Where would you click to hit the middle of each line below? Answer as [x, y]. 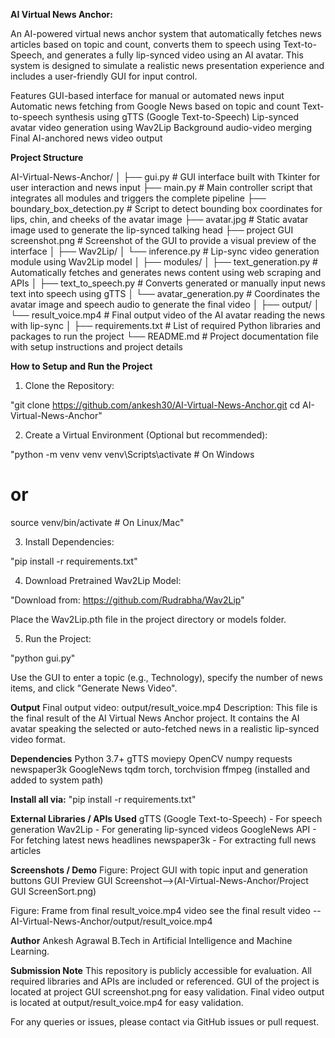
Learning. [30, 951]
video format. [38, 739]
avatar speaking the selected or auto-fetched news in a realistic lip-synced [165, 728]
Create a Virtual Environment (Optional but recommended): [146, 435]
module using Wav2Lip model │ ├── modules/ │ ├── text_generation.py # [164, 262]
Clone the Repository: [69, 385]
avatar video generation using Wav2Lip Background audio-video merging [161, 127]
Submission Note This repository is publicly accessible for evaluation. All [161, 970]
